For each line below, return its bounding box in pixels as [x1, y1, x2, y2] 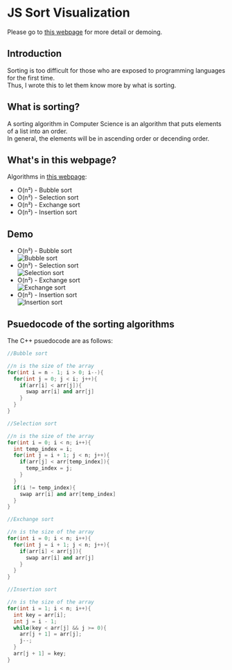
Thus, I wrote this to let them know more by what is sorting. [7, 81, 177, 89]
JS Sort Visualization [7, 5, 130, 21]
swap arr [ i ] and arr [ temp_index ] [19, 491, 116, 497]
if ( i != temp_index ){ [13, 484, 76, 491]
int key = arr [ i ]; [13, 611, 67, 618]
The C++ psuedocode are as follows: [7, 337, 113, 344]
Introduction [7, 48, 62, 60]
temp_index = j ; [25, 465, 73, 472]
